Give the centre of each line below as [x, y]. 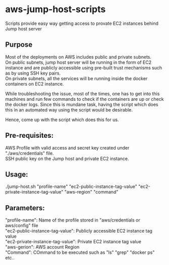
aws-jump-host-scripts [55, 9]
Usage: [17, 174]
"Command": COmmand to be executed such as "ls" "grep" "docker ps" [80, 252]
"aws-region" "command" [91, 192]
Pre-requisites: [30, 136]
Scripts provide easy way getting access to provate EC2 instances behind [82, 23]
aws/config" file [22, 225]
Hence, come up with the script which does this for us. [62, 120]
